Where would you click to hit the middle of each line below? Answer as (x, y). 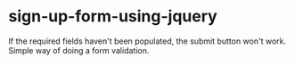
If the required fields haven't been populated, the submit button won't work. (147, 41)
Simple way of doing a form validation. (79, 50)
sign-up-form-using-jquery (113, 16)
